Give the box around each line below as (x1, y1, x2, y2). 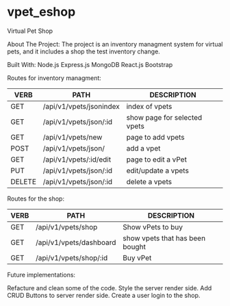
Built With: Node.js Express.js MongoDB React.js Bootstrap (7, 60, 173, 68)
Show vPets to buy (123, 222, 183, 231)
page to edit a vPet (126, 155, 187, 164)
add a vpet (126, 143, 161, 153)
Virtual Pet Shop (7, 27, 53, 35)
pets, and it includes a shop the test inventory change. (7, 47, 161, 55)
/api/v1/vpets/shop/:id (35, 253, 108, 262)
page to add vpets (126, 132, 185, 142)
